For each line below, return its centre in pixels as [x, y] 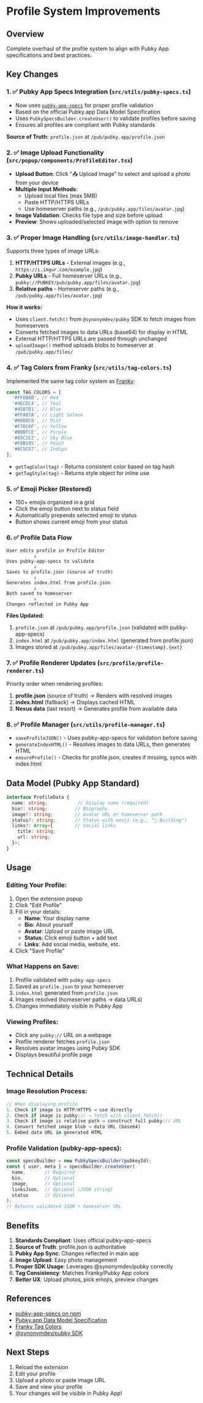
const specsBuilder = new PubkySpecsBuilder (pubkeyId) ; [79, 1161]
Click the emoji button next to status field [67, 509]
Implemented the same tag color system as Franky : [71, 381]
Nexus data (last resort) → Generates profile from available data [96, 709]
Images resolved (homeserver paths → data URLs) [79, 999]
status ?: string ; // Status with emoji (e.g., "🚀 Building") [100, 820]
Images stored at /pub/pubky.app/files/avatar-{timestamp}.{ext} [99, 647]
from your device [37, 183]
